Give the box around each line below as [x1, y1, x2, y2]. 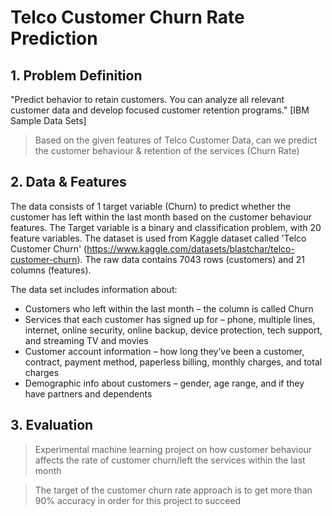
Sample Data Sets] [10, 115, 87, 126]
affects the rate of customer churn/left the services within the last [34, 454, 306, 466]
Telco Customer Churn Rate [10, 6, 245, 29]
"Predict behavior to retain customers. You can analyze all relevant [10, 94, 285, 105]
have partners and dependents [24, 387, 153, 400]
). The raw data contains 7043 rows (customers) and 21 [76, 253, 306, 265]
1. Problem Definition [10, 67, 143, 84]
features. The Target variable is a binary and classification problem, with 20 [10, 221, 322, 233]
